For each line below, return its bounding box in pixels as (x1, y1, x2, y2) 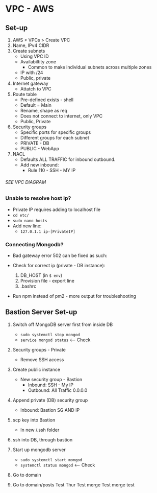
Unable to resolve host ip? (5, 195, 71, 202)
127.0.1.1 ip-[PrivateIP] (20, 229, 75, 234)
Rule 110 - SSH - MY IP (28, 167, 76, 173)
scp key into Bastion (12, 417, 56, 423)
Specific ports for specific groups (20, 129, 91, 135)
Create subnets (12, 48, 45, 54)
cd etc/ (12, 213, 29, 218)
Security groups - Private (12, 346, 66, 353)
